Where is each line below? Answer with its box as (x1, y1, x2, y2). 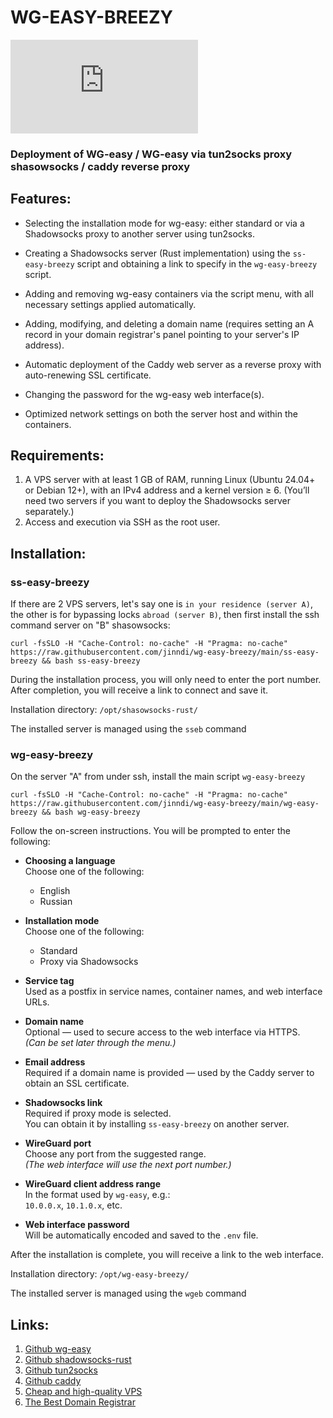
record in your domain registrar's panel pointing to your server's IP (24, 328, 300, 340)
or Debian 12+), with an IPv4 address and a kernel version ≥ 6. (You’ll (24, 484, 310, 496)
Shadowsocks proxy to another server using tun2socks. (24, 227, 255, 240)
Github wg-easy (24, 1343, 92, 1355)
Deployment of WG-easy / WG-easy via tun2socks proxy (10, 147, 293, 161)
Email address (24, 1056, 86, 1068)
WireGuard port (24, 1137, 92, 1150)
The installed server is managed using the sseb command (10, 723, 247, 735)
